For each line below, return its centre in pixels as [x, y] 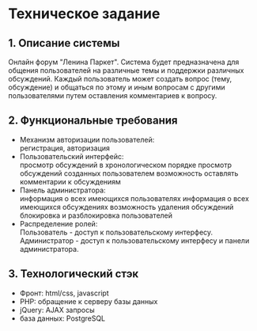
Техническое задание [84, 14]
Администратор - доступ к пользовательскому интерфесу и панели [134, 240]
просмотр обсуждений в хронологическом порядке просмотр [125, 165]
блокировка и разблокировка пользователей [96, 215]
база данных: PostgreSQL [62, 318]
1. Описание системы [64, 43]
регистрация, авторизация [65, 148]
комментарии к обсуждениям [70, 181]
